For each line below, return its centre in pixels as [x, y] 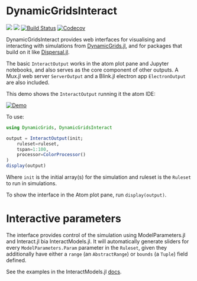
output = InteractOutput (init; [45, 138]
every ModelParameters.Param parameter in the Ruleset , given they [87, 248]
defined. [16, 260]
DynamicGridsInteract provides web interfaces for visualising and [86, 39]
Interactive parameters [64, 219]
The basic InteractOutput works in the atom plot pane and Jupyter [88, 63]
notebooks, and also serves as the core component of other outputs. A [92, 70]
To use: [15, 117]
